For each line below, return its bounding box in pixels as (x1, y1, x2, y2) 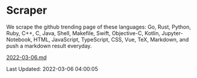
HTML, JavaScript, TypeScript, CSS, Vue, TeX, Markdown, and (33, 36, 189, 43)
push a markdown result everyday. (6, 42, 92, 49)
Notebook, (6, 36, 33, 43)
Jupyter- (161, 29, 183, 36)
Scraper (6, 4, 47, 17)
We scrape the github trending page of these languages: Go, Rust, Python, (6, 23, 192, 30)
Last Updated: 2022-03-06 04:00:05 (6, 65, 98, 72)
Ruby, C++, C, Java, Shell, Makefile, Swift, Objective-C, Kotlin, (6, 29, 161, 36)
